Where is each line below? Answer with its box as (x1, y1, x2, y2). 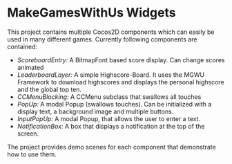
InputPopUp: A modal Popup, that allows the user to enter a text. (17, 114, 201, 122)
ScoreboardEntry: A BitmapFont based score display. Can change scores (17, 55, 225, 64)
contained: (7, 42, 38, 51)
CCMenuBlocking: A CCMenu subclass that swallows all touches (17, 92, 202, 101)
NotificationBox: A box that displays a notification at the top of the (17, 122, 205, 130)
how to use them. (7, 150, 57, 158)
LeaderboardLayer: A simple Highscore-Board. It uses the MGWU (17, 71, 205, 79)
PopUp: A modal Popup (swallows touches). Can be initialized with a (17, 100, 212, 108)
